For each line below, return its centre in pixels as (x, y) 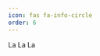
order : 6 (22, 23)
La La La (22, 44)
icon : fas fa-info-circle (50, 15)
